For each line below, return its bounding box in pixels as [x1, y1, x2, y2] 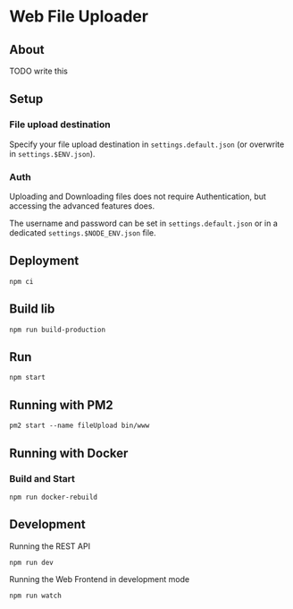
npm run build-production [9, 325, 105, 334]
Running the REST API [9, 540, 91, 552]
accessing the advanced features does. [9, 200, 155, 211]
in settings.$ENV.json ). [9, 148, 96, 159]
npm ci [9, 277, 34, 286]
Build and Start [9, 472, 76, 485]
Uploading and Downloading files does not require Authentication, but [9, 191, 266, 202]
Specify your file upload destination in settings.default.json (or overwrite [9, 139, 285, 150]
